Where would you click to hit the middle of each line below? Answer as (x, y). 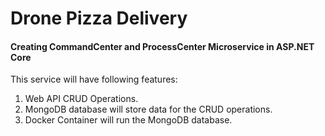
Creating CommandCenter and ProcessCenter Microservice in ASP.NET (162, 46)
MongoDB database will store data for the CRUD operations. (148, 109)
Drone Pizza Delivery (99, 18)
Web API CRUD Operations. (81, 99)
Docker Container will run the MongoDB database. (128, 120)
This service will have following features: (94, 79)
